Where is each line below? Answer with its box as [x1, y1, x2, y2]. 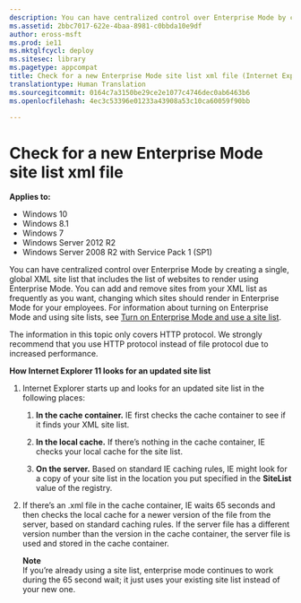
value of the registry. [35, 483, 113, 494]
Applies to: [9, 192, 51, 202]
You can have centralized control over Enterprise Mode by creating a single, [9, 264, 289, 275]
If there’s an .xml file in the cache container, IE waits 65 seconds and [21, 500, 276, 511]
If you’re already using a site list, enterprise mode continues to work [21, 565, 274, 576]
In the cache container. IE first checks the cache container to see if [35, 409, 287, 421]
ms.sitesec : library [9, 55, 87, 64]
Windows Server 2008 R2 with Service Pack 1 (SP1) [21, 247, 213, 258]
